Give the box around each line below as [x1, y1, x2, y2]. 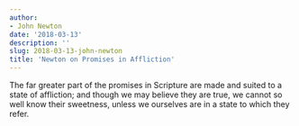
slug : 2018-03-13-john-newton [9, 47, 123, 56]
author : [9, 13, 39, 22]
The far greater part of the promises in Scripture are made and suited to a [9, 80, 282, 90]
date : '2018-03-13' [9, 30, 83, 39]
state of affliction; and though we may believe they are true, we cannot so [9, 89, 283, 100]
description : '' [9, 38, 70, 48]
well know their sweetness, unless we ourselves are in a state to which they [9, 99, 290, 109]
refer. [9, 109, 30, 119]
